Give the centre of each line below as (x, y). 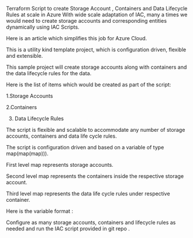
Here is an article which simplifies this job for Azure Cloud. (77, 38)
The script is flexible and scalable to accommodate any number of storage (96, 130)
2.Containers (21, 107)
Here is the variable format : (40, 211)
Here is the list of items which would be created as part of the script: (89, 85)
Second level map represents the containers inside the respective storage (95, 176)
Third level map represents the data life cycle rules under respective (88, 194)
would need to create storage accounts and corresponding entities (87, 21)
